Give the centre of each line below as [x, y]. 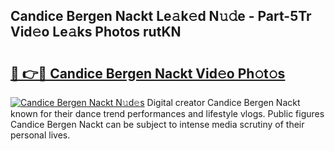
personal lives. [40, 135]
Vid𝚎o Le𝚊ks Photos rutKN [96, 32]
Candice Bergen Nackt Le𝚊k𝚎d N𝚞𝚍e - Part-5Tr [161, 16]
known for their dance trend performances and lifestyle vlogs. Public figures [167, 113]
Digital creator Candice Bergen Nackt [223, 102]
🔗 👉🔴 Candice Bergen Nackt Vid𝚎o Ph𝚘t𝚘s [148, 73]
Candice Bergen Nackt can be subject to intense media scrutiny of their [157, 124]
